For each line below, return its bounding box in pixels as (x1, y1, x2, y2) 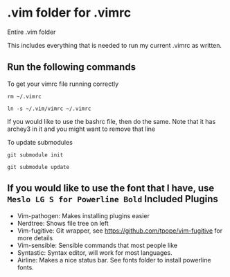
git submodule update (7, 163, 70, 170)
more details (17, 233, 53, 242)
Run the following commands (7, 61, 136, 73)
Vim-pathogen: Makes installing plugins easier (17, 211, 150, 220)
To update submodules (7, 138, 73, 146)
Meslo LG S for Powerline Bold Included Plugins (7, 193, 218, 205)
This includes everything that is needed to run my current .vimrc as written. (7, 41, 222, 49)
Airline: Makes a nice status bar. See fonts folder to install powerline (17, 256, 211, 264)
